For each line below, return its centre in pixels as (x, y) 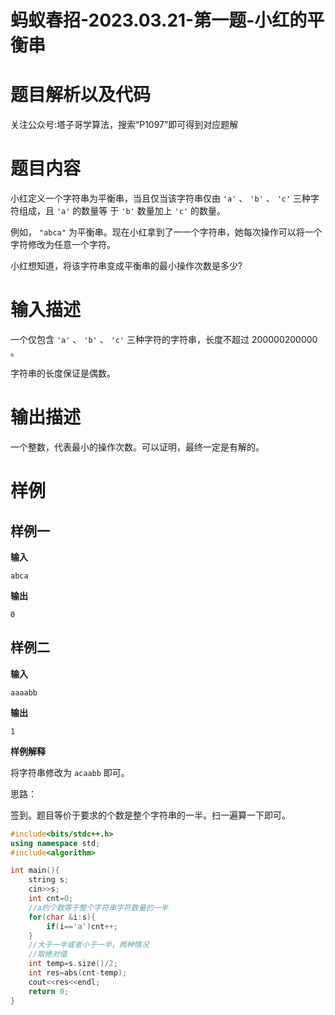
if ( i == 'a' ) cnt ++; (82, 926)
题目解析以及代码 (81, 95)
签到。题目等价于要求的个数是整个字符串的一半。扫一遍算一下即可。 (150, 815)
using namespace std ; (55, 843)
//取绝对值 (48, 954)
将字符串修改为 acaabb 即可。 (70, 772)
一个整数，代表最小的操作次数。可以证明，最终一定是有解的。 (137, 447)
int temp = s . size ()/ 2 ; (73, 964)
